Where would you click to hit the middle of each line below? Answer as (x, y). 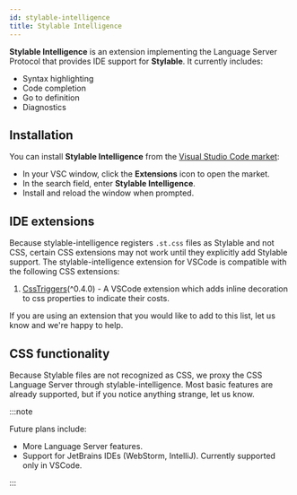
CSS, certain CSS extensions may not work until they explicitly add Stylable (148, 253)
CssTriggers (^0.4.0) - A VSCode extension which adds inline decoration (155, 289)
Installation (41, 135)
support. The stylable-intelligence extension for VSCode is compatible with (148, 262)
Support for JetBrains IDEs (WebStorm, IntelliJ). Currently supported (149, 456)
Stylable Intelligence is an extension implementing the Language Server (144, 51)
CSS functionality (60, 354)
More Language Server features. (83, 446)
